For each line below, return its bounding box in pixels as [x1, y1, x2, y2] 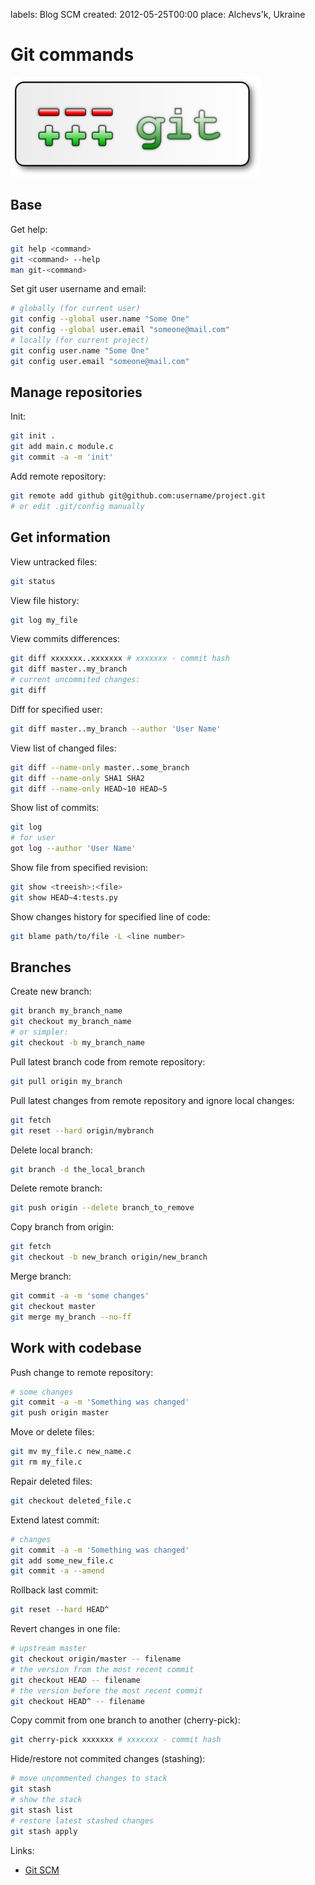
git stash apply [10, 1826, 78, 1836]
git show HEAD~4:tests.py [10, 892, 118, 903]
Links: [10, 1844, 35, 1856]
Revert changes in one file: [10, 1623, 121, 1635]
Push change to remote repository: [10, 1366, 154, 1378]
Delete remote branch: [10, 1182, 103, 1194]
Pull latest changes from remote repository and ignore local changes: [10, 1094, 295, 1106]
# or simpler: [10, 1027, 70, 1038]
